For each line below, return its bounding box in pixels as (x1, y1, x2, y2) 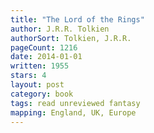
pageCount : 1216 (10, 42, 78, 53)
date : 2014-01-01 (10, 52, 83, 62)
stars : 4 (10, 71, 47, 81)
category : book (10, 89, 74, 99)
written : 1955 (10, 61, 70, 71)
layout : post (10, 80, 65, 90)
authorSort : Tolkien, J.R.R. (10, 33, 132, 43)
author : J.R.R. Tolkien (10, 24, 110, 34)
